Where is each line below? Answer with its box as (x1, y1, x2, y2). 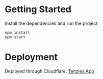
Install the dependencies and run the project (5, 20, 98, 26)
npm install (5, 30, 30, 35)
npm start (5, 34, 26, 39)
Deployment (5, 52, 58, 63)
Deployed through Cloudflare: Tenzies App (5, 68, 95, 74)
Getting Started (5, 4, 72, 15)
